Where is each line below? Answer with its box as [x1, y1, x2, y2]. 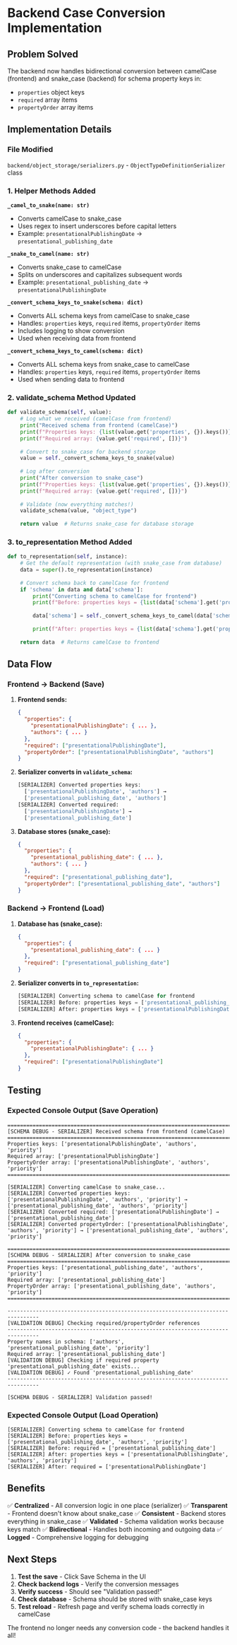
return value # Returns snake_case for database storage [20, 521, 194, 528]
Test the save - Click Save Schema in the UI [17, 1572, 146, 1581]
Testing [7, 1085, 42, 1097]
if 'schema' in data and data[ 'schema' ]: [20, 586, 143, 593]
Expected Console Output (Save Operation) [7, 1106, 159, 1116]
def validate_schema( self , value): [7, 408, 112, 416]
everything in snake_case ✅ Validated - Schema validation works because [7, 1517, 224, 1526]
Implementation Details [7, 124, 112, 136]
